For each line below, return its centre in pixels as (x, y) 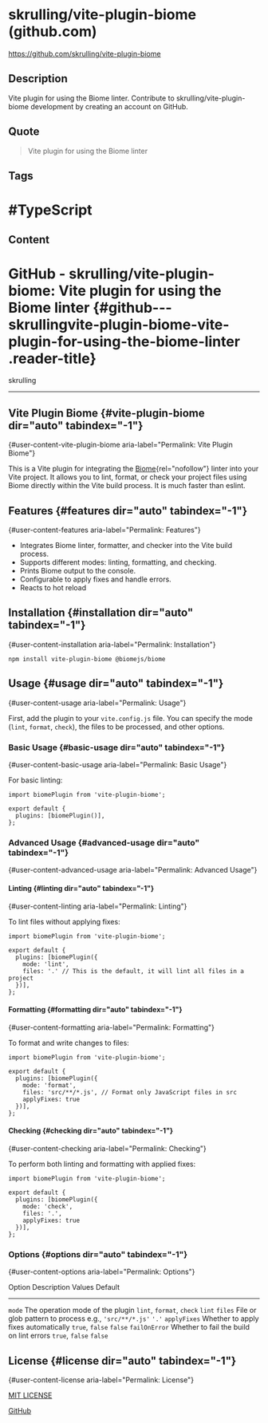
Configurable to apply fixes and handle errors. (95, 579)
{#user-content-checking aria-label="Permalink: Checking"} (107, 1148)
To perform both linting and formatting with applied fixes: (102, 1164)
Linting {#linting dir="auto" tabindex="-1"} (81, 888)
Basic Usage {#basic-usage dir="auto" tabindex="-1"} (117, 747)
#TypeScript (51, 210)
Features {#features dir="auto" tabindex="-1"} (128, 511)
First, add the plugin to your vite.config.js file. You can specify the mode (130, 718)
